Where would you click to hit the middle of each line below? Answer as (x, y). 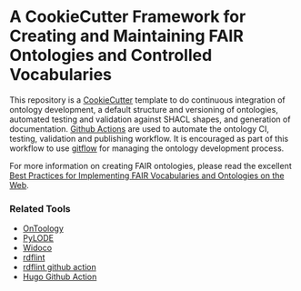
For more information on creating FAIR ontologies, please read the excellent (151, 166)
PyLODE (38, 238)
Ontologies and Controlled (111, 55)
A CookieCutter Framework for (128, 17)
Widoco (37, 248)
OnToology (43, 228)
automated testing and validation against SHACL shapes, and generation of (150, 119)
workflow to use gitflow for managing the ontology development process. (147, 148)
